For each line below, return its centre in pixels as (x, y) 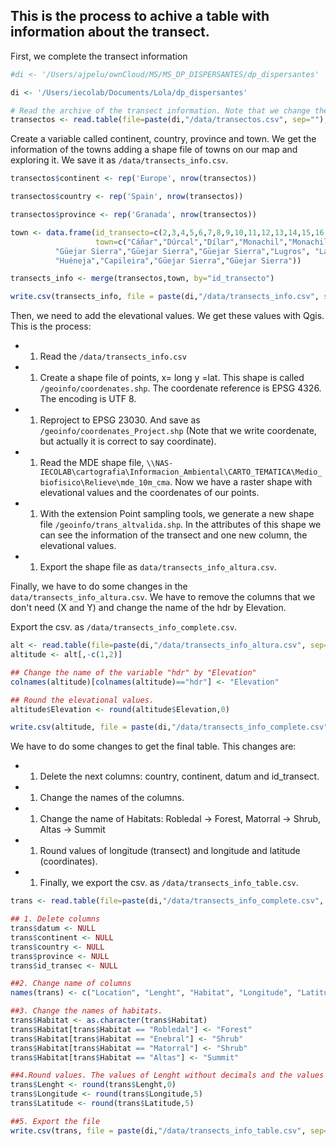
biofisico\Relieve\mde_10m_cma (105, 483)
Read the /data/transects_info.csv (113, 356)
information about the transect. (110, 32)
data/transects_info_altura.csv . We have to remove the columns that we (163, 597)
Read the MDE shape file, (92, 463)
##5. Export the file (55, 1121)
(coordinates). (68, 861)
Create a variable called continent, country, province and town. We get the (163, 139)
